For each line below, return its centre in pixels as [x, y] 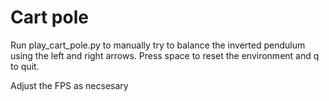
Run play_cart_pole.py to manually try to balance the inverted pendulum [158, 45]
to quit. [25, 66]
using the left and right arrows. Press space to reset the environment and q [165, 55]
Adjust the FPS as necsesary [69, 85]
